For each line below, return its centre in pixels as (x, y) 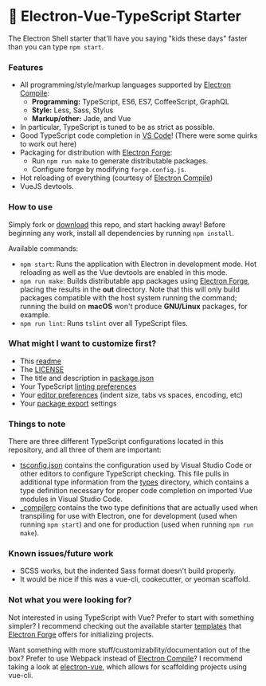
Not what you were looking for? (70, 600)
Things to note (37, 424)
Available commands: (43, 248)
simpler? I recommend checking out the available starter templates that (125, 625)
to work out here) (48, 144)
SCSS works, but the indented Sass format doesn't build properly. (128, 571)
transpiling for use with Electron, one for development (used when (128, 516)
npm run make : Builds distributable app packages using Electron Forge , (135, 280)
